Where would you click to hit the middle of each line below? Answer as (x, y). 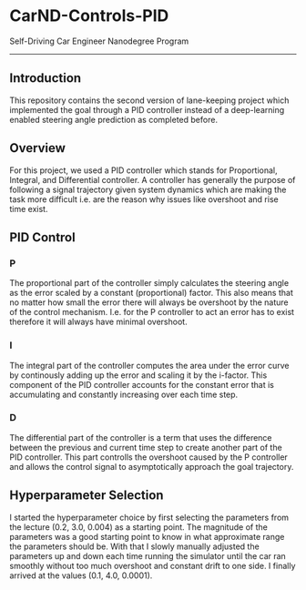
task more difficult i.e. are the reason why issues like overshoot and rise (144, 199)
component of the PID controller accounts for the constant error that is (142, 384)
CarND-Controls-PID (89, 16)
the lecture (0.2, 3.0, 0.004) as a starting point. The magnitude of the (139, 527)
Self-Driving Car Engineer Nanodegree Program (99, 41)
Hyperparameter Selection (87, 496)
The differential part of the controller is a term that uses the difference (141, 437)
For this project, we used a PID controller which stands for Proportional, (143, 170)
